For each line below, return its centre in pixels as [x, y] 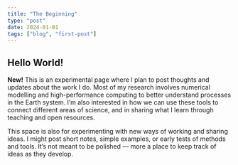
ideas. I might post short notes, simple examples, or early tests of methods [117, 139]
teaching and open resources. [51, 117]
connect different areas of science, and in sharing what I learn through [111, 110]
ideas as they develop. [40, 154]
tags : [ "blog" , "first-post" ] [52, 34]
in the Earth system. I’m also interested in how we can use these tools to [113, 102]
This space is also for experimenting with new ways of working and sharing [118, 132]
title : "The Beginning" [43, 14]
